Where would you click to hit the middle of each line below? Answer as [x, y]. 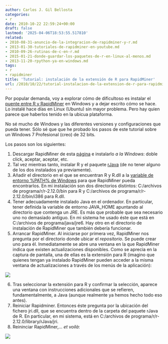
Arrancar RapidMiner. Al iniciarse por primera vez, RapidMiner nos [80, 233]
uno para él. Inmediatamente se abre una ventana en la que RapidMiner [86, 244]
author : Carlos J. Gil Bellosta [39, 10]
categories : [17, 14]
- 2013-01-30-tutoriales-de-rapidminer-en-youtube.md [62, 47]
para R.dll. [55, 196]
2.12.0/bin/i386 [28, 196]
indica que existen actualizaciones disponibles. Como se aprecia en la [84, 249]
